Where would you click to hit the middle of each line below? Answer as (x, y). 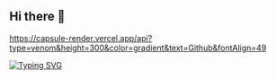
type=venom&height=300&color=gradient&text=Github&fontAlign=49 (138, 48)
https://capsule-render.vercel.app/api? (81, 38)
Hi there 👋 (37, 17)
